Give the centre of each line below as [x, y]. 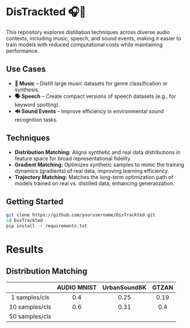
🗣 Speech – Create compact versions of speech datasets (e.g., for [95, 96]
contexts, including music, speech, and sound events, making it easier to [94, 38]
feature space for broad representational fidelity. [73, 158]
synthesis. [27, 90]
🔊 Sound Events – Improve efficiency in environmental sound [89, 111]
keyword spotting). [37, 104]
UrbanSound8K [124, 287]
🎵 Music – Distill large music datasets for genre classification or [91, 83]
